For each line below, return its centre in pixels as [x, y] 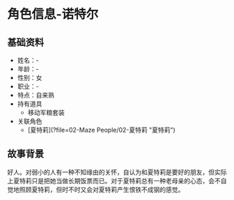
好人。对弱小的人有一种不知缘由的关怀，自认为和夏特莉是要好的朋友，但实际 [117, 172]
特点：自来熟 [36, 95]
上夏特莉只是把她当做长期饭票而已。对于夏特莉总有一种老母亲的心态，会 [111, 180]
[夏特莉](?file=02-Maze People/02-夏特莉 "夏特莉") [101, 130]
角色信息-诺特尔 [53, 14]
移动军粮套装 [46, 113]
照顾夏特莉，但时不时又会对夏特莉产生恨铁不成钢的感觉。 [102, 190]
